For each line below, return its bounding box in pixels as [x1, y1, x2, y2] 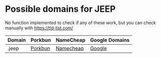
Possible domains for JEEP [5, 3, 116, 15]
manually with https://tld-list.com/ [5, 25, 73, 30]
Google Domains [90, 36, 130, 43]
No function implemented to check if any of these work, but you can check [5, 20, 156, 26]
